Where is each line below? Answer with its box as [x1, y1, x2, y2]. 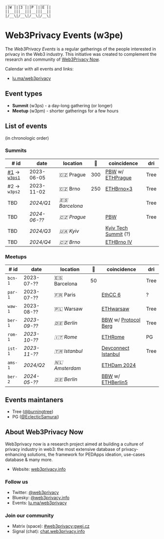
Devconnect [102, 344, 129, 351]
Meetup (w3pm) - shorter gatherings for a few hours [12, 108, 119, 114]
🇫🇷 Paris [54, 292, 76, 298]
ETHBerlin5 [102, 379, 128, 386]
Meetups [5, 253, 27, 260]
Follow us [5, 478, 28, 485]
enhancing [5, 451, 27, 457]
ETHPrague [105, 174, 132, 181]
